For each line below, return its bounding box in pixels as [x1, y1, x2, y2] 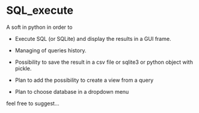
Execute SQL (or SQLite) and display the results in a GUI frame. [14, 35, 171, 42]
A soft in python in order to [6, 23, 73, 31]
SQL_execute [6, 4, 74, 17]
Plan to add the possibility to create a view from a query [14, 76, 154, 84]
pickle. [14, 64, 32, 72]
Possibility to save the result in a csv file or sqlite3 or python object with [14, 58, 194, 66]
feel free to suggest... [6, 100, 60, 107]
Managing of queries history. [14, 46, 87, 54]
